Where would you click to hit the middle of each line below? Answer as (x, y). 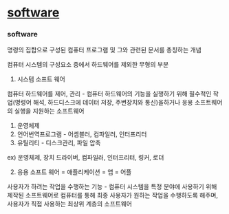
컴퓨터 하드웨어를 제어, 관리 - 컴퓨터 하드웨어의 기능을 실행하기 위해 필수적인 (109, 94)
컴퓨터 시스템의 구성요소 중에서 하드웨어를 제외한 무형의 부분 (88, 65)
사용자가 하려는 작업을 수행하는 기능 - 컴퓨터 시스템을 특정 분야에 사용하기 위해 (112, 186)
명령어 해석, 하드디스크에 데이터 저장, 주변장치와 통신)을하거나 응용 (104, 103)
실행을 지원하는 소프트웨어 (49, 111)
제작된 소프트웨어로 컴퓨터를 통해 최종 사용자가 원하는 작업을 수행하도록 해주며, (113, 195)
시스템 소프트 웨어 (41, 79)
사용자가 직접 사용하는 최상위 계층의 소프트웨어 (70, 204)
